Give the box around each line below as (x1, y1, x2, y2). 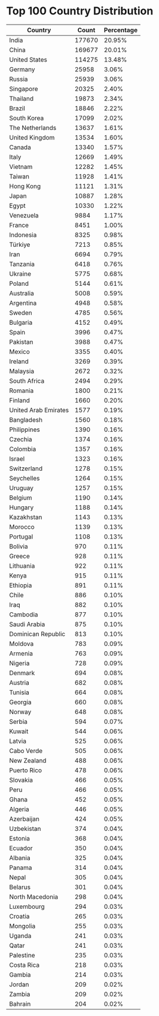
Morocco (9, 522, 35, 531)
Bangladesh (9, 415, 43, 424)
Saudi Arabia (9, 620, 45, 628)
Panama (9, 863, 32, 872)
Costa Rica (9, 960, 40, 969)
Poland (9, 279, 29, 288)
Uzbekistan (9, 824, 41, 833)
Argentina (9, 298, 37, 307)
